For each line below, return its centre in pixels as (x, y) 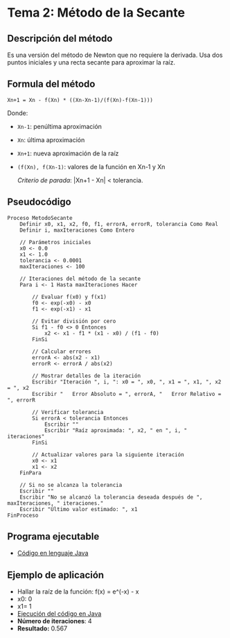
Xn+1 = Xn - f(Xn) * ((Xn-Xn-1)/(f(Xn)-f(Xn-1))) (80, 100)
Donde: (18, 113)
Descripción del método (60, 38)
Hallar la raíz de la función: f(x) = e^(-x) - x (78, 592)
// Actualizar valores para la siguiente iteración (108, 455)
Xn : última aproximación (51, 139)
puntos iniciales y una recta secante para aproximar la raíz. (91, 62)
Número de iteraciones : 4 (54, 621)
